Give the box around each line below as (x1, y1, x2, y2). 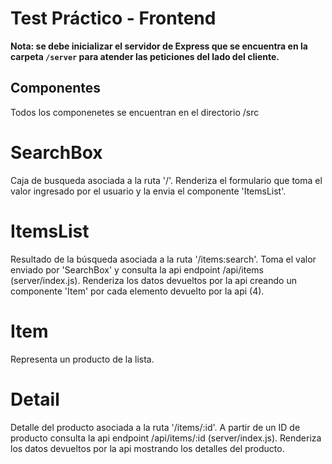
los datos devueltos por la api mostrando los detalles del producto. (10, 442, 285, 454)
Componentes (10, 80, 102, 97)
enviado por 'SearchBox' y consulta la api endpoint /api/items (10, 263, 264, 276)
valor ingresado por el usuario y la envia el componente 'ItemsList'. (10, 185, 287, 197)
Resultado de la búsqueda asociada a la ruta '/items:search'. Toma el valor (10, 253, 317, 265)
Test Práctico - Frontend (10, 7, 217, 30)
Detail (10, 388, 60, 411)
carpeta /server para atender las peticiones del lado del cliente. (10, 50, 280, 62)
